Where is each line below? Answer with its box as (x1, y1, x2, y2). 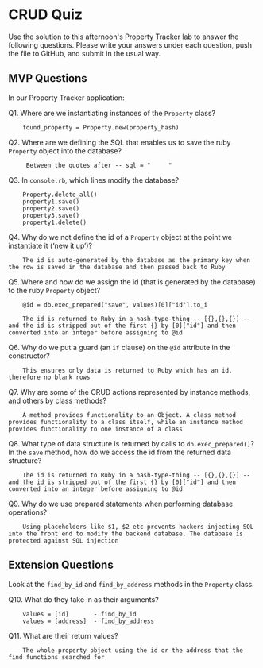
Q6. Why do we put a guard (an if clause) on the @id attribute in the (8, 342, 230, 352)
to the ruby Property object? (8, 285, 101, 295)
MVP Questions (8, 71, 87, 85)
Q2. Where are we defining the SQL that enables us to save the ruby (8, 137, 231, 147)
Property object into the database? (8, 145, 122, 156)
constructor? (8, 351, 50, 361)
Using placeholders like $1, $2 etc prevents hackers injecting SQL (22, 523, 254, 531)
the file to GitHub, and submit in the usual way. (8, 48, 161, 58)
